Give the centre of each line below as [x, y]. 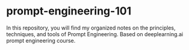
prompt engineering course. [41, 40]
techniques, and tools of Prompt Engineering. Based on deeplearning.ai [95, 34]
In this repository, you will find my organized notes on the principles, [91, 28]
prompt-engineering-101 [69, 11]
